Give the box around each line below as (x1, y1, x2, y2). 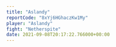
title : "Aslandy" (6, 9, 50, 15)
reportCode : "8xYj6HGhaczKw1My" (6, 15, 88, 21)
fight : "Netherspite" (6, 26, 61, 32)
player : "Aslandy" (6, 20, 53, 26)
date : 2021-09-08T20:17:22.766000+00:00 (6, 32, 111, 38)
